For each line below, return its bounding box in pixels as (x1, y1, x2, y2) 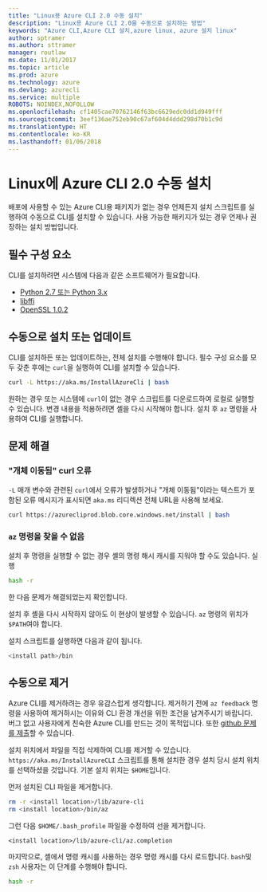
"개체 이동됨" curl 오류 (8, 466, 92, 477)
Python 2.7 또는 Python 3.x (19, 288, 108, 297)
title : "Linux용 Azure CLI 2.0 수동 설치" (8, 11, 143, 20)
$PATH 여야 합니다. (8, 619, 63, 628)
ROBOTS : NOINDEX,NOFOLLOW (8, 100, 94, 108)
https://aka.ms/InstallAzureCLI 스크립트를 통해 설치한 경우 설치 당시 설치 (8, 755, 245, 765)
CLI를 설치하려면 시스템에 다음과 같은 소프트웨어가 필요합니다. (8, 270, 201, 280)
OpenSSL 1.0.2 (19, 305, 69, 315)
